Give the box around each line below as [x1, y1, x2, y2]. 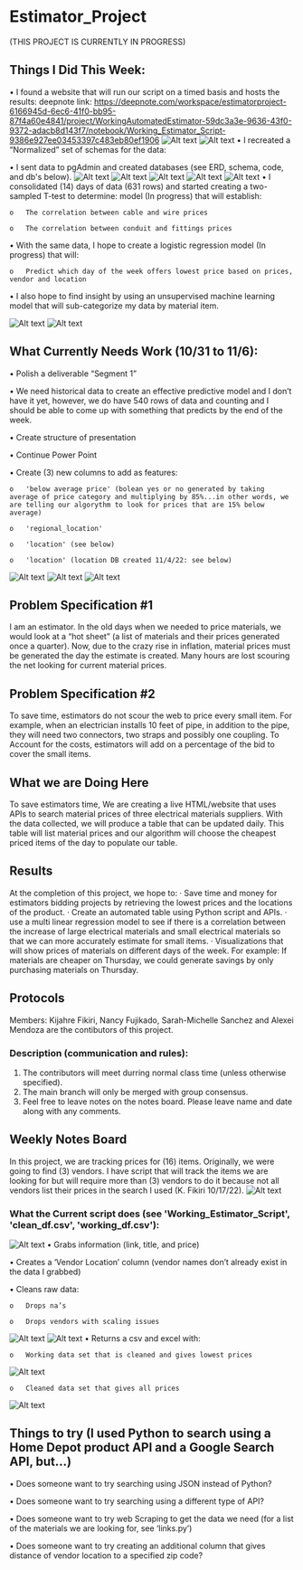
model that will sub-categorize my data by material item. [9, 300, 220, 311]
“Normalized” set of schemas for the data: [9, 144, 167, 155]
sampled [9, 190, 43, 201]
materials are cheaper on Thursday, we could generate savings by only [9, 954, 274, 965]
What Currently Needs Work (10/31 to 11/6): [9, 344, 259, 359]
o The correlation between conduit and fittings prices [9, 223, 232, 232]
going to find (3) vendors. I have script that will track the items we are [9, 1165, 269, 1177]
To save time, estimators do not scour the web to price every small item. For [9, 710, 292, 721]
